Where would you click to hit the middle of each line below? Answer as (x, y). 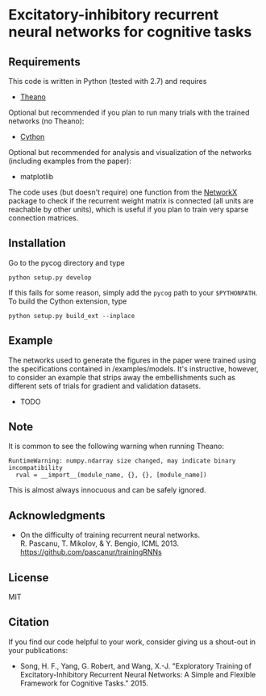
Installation (37, 243)
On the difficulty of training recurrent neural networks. (110, 535)
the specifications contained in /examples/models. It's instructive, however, (134, 368)
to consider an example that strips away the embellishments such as (122, 377)
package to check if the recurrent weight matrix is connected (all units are (131, 201)
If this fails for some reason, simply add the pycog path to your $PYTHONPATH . (133, 292)
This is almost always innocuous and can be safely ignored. (108, 490)
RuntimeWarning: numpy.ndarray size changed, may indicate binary (122, 461)
